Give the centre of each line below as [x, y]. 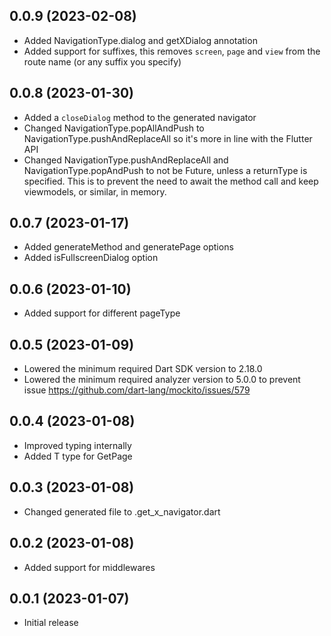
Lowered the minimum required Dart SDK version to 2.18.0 [143, 369]
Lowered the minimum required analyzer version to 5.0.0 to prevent [162, 380]
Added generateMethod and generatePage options [128, 247]
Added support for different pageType [102, 313]
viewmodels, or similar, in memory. [95, 191]
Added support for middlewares [89, 567]
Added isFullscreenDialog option [91, 258]
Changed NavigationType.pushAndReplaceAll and [126, 160]
